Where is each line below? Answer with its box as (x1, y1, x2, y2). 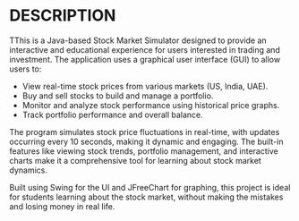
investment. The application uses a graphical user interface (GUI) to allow (9, 54, 280, 64)
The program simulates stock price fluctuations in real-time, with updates (9, 126, 280, 137)
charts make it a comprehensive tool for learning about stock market (9, 155, 261, 166)
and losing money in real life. (9, 200, 115, 211)
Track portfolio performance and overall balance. (21, 109, 203, 120)
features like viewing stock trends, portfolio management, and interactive (9, 145, 279, 157)
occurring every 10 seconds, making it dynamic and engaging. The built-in (9, 136, 284, 147)
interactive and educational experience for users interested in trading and (9, 44, 280, 55)
